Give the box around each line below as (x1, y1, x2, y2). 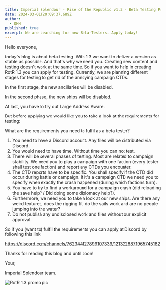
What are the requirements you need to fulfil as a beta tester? (5, 128, 130, 134)
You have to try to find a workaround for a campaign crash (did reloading (12, 185, 161, 191)
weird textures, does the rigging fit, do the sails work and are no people (12, 201, 158, 206)
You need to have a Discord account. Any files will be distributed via (12, 137, 151, 143)
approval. (12, 217, 32, 222)
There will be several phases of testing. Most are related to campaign (12, 153, 154, 159)
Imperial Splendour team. (5, 270, 57, 276)
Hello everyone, (5, 44, 38, 50)
